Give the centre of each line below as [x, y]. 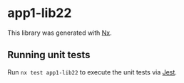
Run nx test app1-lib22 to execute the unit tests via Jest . [92, 72]
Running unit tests [49, 55]
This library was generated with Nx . [60, 33]
